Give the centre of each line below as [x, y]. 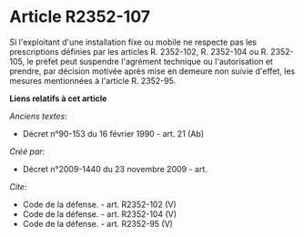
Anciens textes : [39, 116]
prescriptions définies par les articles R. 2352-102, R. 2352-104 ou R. [139, 51]
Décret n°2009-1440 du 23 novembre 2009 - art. [115, 169]
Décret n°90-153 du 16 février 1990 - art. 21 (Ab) [113, 133]
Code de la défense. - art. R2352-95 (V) [97, 223]
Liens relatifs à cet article [58, 98]
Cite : [18, 186]
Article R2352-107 [80, 17]
